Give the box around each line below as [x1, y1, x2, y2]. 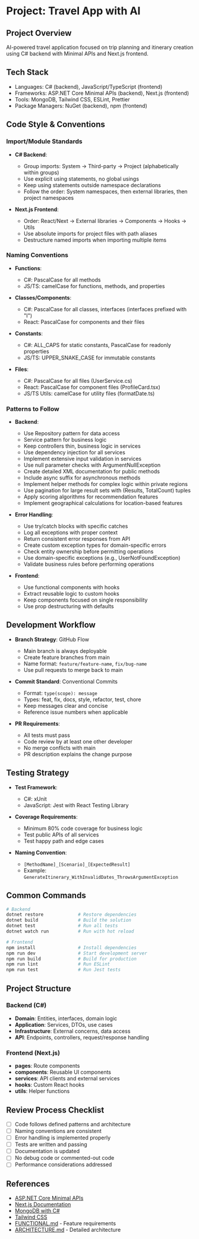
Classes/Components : [14, 294, 72, 301]
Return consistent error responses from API [23, 535, 131, 543]
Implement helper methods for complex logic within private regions [23, 481, 188, 488]
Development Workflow [6, 620, 96, 630]
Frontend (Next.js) [6, 1048, 61, 1057]
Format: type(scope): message [23, 689, 98, 696]
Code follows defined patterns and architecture [14, 1120, 131, 1128]
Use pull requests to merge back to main [23, 666, 124, 673]
